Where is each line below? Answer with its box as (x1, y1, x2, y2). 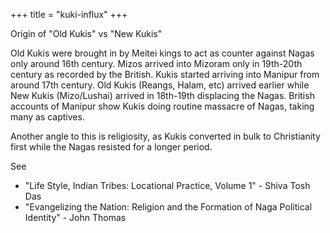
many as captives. (10, 111, 85, 123)
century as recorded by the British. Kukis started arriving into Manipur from (10, 69, 320, 80)
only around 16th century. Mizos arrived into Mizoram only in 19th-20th (10, 58, 303, 69)
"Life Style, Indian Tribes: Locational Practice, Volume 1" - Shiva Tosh (24, 180, 311, 191)
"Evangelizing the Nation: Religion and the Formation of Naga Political (24, 201, 313, 213)
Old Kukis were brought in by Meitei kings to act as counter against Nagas (10, 47, 315, 59)
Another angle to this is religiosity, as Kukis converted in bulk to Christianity (10, 130, 321, 142)
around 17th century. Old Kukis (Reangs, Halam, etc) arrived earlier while (10, 79, 310, 91)
